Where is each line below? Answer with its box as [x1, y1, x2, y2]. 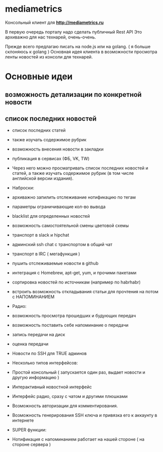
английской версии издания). [12, 175, 74, 181]
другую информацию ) [12, 375, 59, 380]
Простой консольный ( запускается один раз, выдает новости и [12, 369, 145, 376]
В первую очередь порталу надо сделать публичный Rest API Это [5, 29, 142, 35]
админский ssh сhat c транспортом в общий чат [12, 242, 113, 247]
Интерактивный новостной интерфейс [12, 384, 92, 390]
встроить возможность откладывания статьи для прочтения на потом [12, 289, 159, 295]
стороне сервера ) [12, 442, 51, 448]
